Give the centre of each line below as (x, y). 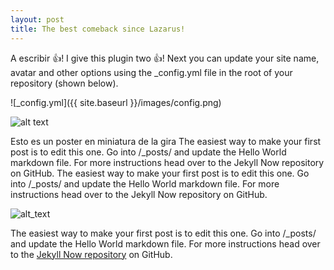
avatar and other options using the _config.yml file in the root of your (151, 72)
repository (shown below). (64, 83)
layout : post (37, 19)
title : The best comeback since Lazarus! (98, 29)
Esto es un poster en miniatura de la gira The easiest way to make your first (166, 141)
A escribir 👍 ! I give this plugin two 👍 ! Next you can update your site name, (165, 58)
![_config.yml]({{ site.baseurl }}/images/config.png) (116, 102)
